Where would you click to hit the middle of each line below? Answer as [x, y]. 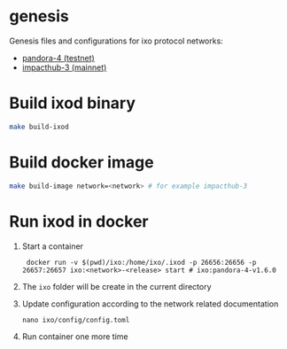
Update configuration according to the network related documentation [150, 304]
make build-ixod [39, 127]
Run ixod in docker [79, 221]
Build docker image [81, 162]
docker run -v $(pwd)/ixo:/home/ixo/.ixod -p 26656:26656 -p [141, 262]
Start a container [53, 246]
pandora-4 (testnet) [58, 58]
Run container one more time [75, 336]
